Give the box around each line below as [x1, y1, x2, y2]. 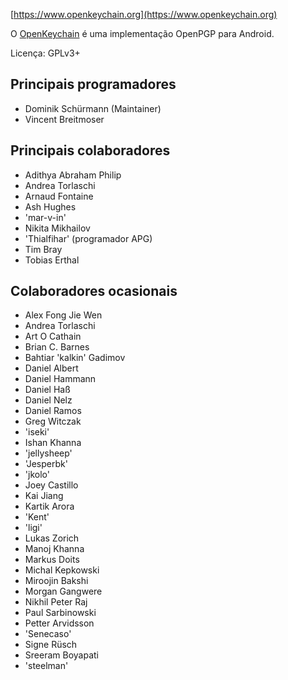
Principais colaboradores [10, 142, 171, 159]
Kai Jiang [24, 490, 64, 502]
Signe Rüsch [24, 639, 78, 651]
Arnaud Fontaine [24, 190, 94, 202]
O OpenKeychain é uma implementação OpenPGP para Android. [10, 28, 275, 39]
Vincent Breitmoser [24, 113, 105, 125]
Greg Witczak [24, 415, 82, 428]
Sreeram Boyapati [24, 649, 99, 661]
